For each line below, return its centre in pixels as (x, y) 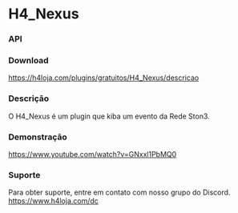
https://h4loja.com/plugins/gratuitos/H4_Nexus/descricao (104, 78)
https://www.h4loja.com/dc (53, 201)
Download (29, 61)
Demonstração (38, 137)
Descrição (29, 98)
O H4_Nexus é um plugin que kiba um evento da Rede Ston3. (109, 116)
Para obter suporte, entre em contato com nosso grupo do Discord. (119, 192)
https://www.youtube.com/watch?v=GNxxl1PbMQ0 (93, 154)
